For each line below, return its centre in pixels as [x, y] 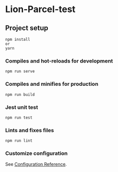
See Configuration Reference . [36, 164]
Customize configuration [37, 153]
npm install [18, 39]
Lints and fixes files [30, 130]
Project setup [27, 28]
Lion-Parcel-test [40, 9]
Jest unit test [22, 107]
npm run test [19, 118]
